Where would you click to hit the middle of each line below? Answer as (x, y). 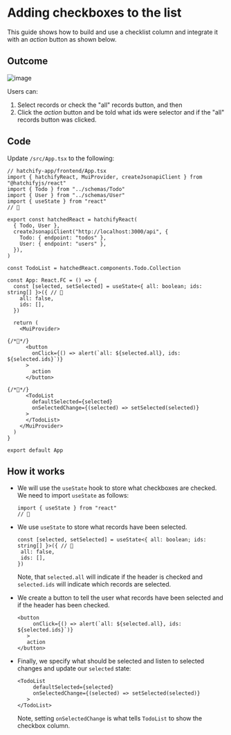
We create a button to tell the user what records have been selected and (120, 598)
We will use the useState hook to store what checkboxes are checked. (117, 488)
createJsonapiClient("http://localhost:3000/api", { (91, 231)
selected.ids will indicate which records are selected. (94, 584)
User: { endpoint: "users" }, (63, 244)
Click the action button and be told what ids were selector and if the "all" (121, 112)
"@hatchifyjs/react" (37, 183)
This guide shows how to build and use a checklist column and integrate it (112, 32)
